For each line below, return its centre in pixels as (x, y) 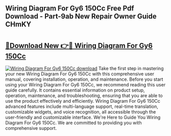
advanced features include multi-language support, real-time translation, (82, 106)
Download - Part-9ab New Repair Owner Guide (81, 17)
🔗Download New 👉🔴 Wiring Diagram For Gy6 (79, 46)
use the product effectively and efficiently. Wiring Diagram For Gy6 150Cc (83, 101)
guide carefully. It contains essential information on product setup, (75, 90)
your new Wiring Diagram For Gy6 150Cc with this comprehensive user (80, 74)
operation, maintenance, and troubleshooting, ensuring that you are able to (84, 96)
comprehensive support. (31, 128)
